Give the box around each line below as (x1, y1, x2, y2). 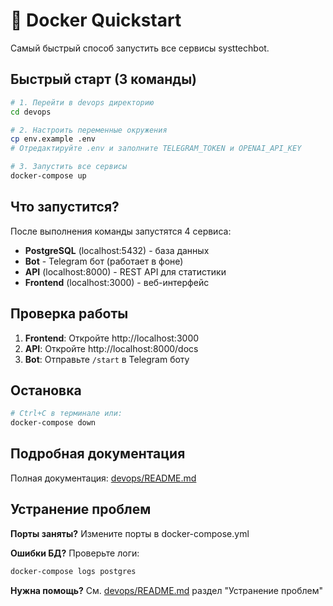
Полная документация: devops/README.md (10, 472, 197, 484)
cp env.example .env (10, 134, 97, 144)
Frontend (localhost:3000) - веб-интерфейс (24, 276, 210, 288)
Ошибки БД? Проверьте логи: (10, 547, 140, 559)
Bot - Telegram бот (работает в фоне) (24, 255, 184, 267)
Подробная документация (10, 445, 186, 463)
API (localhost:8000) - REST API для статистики (24, 265, 227, 278)
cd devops (10, 107, 52, 117)
